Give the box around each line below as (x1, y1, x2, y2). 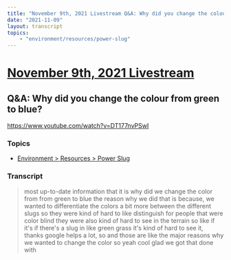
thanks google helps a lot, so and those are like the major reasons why (23, 231, 224, 239)
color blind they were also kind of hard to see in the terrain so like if (23, 216, 215, 224)
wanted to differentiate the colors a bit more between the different (23, 202, 212, 210)
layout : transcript (7, 23, 63, 30)
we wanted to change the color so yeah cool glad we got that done (23, 238, 214, 246)
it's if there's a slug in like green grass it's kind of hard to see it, (23, 224, 204, 232)
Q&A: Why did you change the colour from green (7, 92, 220, 104)
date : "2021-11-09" (7, 17, 63, 23)
